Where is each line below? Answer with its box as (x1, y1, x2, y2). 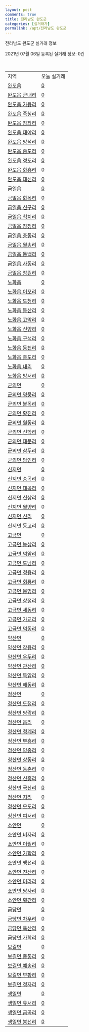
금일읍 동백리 (7, 251, 37, 258)
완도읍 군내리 (7, 92, 37, 99)
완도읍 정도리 (7, 157, 37, 164)
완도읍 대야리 (7, 129, 37, 136)
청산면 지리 (7, 794, 32, 801)
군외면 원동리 (7, 419, 37, 426)
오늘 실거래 (41, 73, 66, 80)
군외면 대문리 (7, 438, 37, 445)
